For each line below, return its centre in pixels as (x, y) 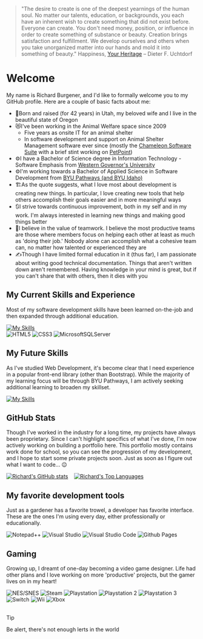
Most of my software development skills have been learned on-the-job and (100, 309)
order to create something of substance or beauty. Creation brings (104, 35)
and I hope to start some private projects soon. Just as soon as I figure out (99, 458)
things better (31, 221)
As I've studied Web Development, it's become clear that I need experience (101, 368)
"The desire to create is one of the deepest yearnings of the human (105, 9)
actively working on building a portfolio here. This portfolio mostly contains (100, 446)
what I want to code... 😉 (37, 465)
